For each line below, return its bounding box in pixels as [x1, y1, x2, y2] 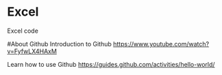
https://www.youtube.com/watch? [112, 40, 210, 48]
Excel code [7, 27, 39, 35]
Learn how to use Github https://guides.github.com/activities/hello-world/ [7, 60, 215, 68]
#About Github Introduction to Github [7, 40, 112, 48]
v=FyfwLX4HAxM [7, 47, 57, 55]
